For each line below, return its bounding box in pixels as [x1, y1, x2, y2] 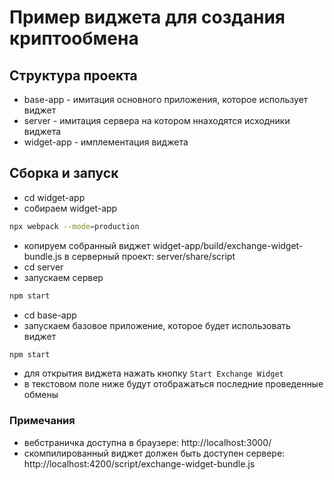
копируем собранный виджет [23, 239, 151, 251]
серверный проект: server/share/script [71, 250, 236, 262]
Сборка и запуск [9, 165, 119, 182]
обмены [23, 389, 59, 401]
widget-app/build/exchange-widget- [152, 239, 304, 251]
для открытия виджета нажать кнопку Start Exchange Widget [23, 367, 284, 380]
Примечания [9, 414, 76, 428]
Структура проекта [9, 67, 138, 84]
